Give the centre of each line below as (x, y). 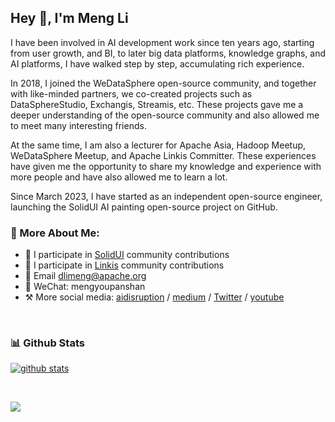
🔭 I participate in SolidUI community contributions (127, 255)
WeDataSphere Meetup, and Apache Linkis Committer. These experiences (163, 155)
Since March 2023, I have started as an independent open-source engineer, (166, 196)
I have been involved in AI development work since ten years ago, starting (162, 42)
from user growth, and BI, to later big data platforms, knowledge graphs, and (168, 53)
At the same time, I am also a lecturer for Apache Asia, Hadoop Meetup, (158, 145)
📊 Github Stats (47, 343)
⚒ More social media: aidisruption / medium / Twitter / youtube (154, 297)
